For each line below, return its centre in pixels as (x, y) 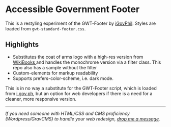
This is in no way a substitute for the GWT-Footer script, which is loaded (81, 88)
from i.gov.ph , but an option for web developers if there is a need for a (79, 93)
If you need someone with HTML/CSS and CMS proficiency (67, 113)
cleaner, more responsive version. (41, 99)
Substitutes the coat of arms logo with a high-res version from (78, 57)
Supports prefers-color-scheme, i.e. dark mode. (63, 78)
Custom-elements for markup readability (55, 73)
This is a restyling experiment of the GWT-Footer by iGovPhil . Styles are (81, 23)
